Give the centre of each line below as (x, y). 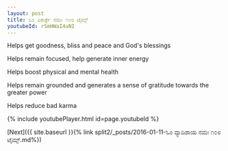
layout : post (26, 13)
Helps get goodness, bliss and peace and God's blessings (89, 46)
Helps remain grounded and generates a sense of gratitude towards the (108, 85)
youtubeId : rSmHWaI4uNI (41, 26)
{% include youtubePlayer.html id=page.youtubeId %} (83, 119)
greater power (27, 92)
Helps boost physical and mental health (63, 72)
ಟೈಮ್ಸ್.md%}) (25, 140)
